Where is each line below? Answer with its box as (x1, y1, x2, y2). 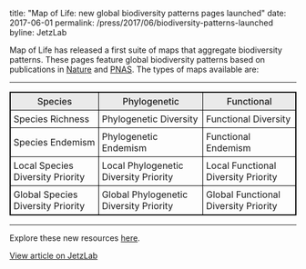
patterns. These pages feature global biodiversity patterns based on (9, 55, 266, 65)
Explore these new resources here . (9, 233, 141, 244)
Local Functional (206, 159, 277, 172)
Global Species (13, 188, 78, 201)
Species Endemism (13, 136, 96, 148)
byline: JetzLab (9, 27, 67, 37)
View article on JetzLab (9, 250, 98, 261)
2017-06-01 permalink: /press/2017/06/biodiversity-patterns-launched (9, 17, 274, 28)
